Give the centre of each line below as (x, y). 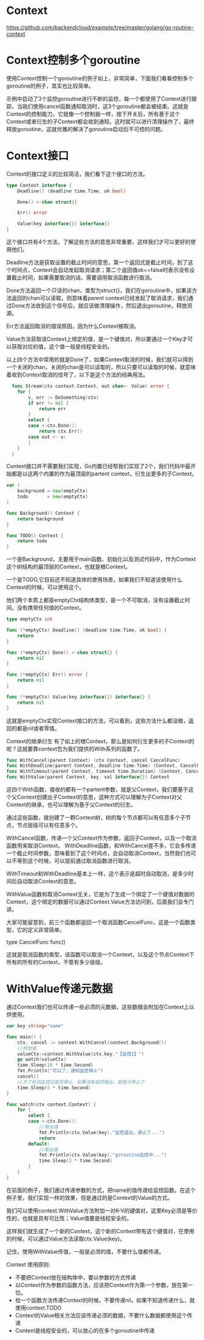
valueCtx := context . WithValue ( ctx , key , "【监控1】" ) (81, 1054)
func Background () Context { (43, 513)
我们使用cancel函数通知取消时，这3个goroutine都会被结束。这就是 (105, 106)
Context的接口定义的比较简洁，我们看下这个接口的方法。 (77, 174)
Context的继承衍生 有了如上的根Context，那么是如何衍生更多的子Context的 (100, 741)
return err (53, 409)
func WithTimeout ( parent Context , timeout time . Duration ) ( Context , (95, 772)
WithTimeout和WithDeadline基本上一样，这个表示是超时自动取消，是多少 (97, 874)
